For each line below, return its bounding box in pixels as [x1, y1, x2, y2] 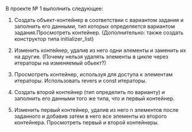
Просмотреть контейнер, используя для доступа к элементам [14, 71, 173, 78]
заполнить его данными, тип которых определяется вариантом [14, 23, 175, 30]
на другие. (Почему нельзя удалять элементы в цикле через [14, 53, 169, 60]
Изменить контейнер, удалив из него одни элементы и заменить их [14, 47, 186, 54]
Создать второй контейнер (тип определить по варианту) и [14, 89, 165, 95]
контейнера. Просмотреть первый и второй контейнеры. [14, 119, 159, 126]
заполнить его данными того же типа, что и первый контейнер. [14, 95, 175, 102]
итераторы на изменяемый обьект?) [14, 59, 107, 66]
